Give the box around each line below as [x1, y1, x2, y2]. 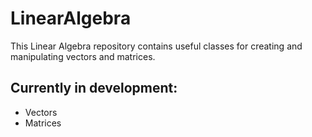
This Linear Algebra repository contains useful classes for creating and [10, 40, 303, 52]
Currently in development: [10, 80, 178, 97]
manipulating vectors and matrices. [10, 50, 156, 62]
